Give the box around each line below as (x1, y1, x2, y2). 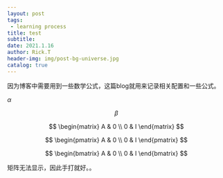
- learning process (10, 23, 67, 30)
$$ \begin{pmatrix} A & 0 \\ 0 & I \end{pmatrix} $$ (44, 136, 188, 144)
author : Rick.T (7, 49, 51, 56)
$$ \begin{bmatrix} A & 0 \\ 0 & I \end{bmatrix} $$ (44, 149, 188, 157)
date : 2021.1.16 (7, 42, 54, 49)
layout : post (7, 10, 45, 17)
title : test (7, 29, 42, 37)
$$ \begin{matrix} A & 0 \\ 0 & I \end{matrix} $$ (48, 122, 185, 130)
